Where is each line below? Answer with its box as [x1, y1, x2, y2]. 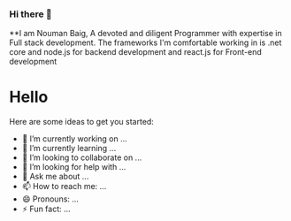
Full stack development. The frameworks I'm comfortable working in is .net [9, 37, 282, 48]
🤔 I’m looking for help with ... [21, 162, 126, 172]
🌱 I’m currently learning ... [21, 143, 117, 154]
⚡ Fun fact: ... [21, 203, 71, 215]
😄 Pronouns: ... [21, 194, 80, 204]
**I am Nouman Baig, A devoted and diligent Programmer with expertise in [9, 28, 282, 39]
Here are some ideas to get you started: [9, 117, 155, 127]
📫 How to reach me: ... [21, 181, 107, 192]
